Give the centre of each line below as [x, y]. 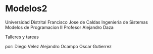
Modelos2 [26, 9]
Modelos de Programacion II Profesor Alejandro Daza [59, 27]
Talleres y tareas [22, 37]
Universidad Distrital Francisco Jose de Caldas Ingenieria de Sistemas [76, 22]
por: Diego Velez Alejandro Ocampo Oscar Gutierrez [58, 46]
